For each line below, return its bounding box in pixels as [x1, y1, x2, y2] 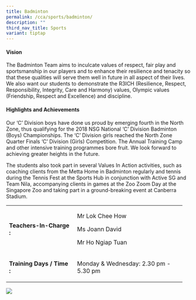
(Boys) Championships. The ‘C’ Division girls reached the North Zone [6, 131, 173, 138]
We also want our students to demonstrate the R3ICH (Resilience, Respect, [6, 80, 187, 87]
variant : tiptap [6, 30, 46, 36]
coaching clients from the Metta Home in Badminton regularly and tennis [6, 168, 181, 175]
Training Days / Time [9, 259, 68, 267]
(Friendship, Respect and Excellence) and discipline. [6, 93, 132, 100]
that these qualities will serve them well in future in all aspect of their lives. [6, 74, 185, 81]
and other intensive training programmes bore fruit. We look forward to [6, 144, 177, 151]
